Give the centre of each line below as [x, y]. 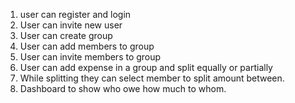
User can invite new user [71, 25]
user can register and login [75, 14]
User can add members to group [87, 46]
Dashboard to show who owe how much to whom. [123, 88]
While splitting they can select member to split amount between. [152, 78]
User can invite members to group [90, 57]
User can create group [66, 35]
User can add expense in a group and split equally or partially [146, 67]
